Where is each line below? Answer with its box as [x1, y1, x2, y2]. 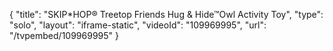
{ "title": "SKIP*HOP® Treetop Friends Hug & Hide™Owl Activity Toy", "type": [9, 9, 324, 20]
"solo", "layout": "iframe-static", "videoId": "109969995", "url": [9, 19, 267, 31]
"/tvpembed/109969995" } [9, 30, 119, 41]
